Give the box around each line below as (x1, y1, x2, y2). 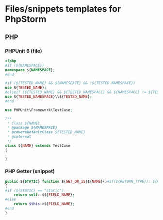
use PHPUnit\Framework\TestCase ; (5, 108, 73, 112)
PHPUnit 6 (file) (5, 47, 42, 54)
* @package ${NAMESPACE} (7, 125, 57, 130)
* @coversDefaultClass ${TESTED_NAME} (7, 130, 86, 135)
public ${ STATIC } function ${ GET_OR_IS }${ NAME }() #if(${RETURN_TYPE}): (5, 179, 151, 184)
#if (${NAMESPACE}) (5, 63, 45, 68)
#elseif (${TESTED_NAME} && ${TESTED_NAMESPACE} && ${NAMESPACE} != (5, 90, 147, 95)
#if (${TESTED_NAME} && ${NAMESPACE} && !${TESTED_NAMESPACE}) (5, 81, 136, 86)
